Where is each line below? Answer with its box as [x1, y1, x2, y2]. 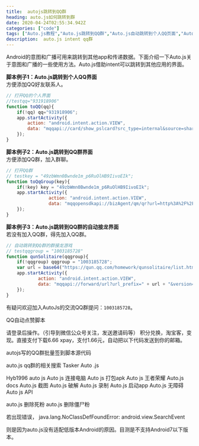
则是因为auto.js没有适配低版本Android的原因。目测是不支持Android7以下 [6, 426, 184, 433]
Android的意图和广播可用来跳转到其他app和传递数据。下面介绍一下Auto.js [6, 53, 187, 60]
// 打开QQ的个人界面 [6, 93, 51, 99]
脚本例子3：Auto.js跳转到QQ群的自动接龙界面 [6, 223, 119, 230]
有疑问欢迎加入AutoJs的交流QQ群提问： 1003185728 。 [6, 303, 136, 311]
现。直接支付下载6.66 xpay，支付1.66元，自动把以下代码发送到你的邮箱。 [6, 336, 185, 343]
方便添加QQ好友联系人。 [6, 81, 66, 88]
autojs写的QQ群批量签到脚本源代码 [6, 349, 92, 356]
